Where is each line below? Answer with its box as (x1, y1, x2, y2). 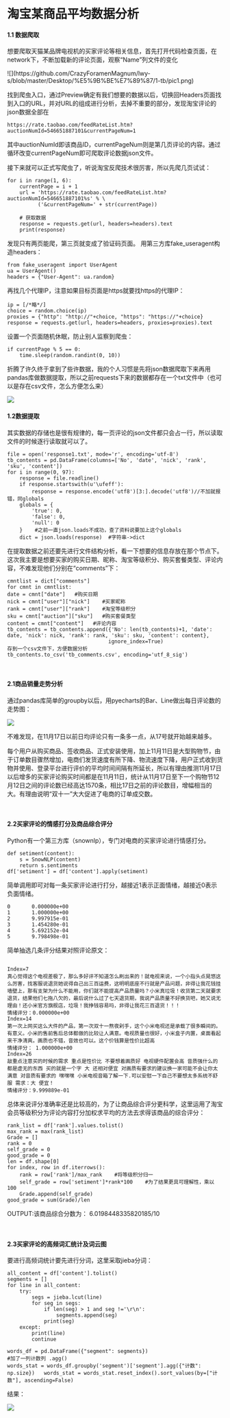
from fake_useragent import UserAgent (7, 262, 118, 269)
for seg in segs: (31, 1300, 81, 1307)
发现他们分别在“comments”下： (30, 563, 120, 572)
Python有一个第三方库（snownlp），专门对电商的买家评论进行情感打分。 (7, 837, 210, 844)
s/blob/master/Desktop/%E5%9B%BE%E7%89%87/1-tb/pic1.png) (7, 77, 194, 85)
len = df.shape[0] (7, 1158, 60, 1165)
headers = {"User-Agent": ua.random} (7, 273, 115, 281)
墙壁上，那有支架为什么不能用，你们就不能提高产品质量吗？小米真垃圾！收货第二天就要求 (7, 988, 221, 994)
